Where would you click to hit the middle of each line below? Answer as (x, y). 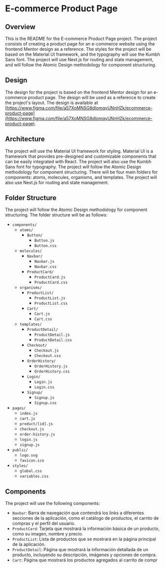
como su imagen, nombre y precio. (48, 534)
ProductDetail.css (53, 340)
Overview (20, 27)
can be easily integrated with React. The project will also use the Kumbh (78, 161)
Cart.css (43, 319)
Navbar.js (44, 262)
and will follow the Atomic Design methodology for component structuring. (81, 65)
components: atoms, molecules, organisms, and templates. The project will (81, 177)
